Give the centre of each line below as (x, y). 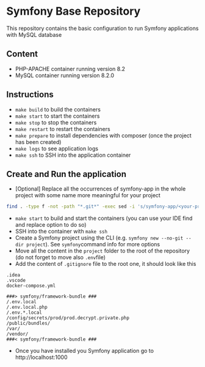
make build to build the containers (58, 109)
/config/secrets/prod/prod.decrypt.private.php (68, 318)
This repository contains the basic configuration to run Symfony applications (103, 28)
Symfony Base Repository (74, 11)
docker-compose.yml (31, 286)
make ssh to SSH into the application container (73, 155)
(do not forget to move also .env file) (60, 257)
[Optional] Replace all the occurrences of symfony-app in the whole (100, 189)
